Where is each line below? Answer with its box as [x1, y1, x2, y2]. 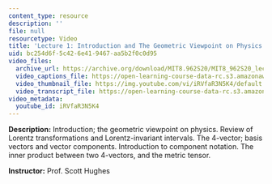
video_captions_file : [15, 72, 89, 80]
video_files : [8, 58, 53, 66]
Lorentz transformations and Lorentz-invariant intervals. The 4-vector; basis [8, 133, 263, 143]
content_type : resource [8, 11, 89, 20]
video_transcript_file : [15, 87, 96, 96]
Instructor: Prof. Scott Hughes [8, 166, 111, 176]
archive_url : [15, 65, 60, 73]
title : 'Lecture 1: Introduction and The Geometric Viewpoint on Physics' [8, 42, 266, 50]
